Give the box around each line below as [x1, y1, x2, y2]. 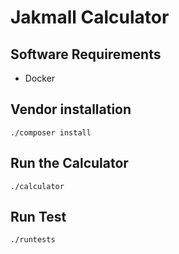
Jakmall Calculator [10, 6, 170, 29]
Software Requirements [10, 46, 162, 63]
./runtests [10, 235, 56, 245]
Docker [24, 72, 56, 84]
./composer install [10, 127, 92, 138]
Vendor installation [10, 101, 132, 118]
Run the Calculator [10, 155, 129, 172]
